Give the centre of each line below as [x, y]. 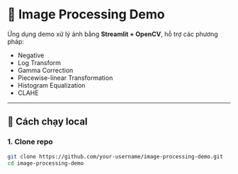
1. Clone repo [30, 142]
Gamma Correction [45, 70]
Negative [31, 55]
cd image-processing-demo [45, 163]
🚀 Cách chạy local [47, 122]
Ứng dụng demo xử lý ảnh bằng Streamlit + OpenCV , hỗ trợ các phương [113, 34]
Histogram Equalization [51, 85]
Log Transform [39, 62]
